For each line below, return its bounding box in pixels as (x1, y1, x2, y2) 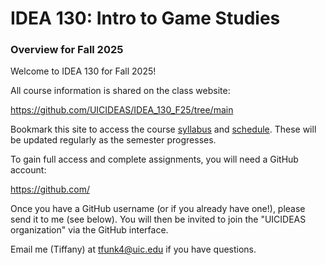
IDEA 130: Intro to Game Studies (10, 7, 281, 30)
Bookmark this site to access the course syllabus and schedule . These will (10, 123, 317, 136)
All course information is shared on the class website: (10, 85, 231, 97)
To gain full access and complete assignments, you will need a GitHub (10, 153, 299, 166)
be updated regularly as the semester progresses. (10, 134, 217, 146)
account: (10, 164, 47, 176)
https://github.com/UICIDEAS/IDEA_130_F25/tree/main (10, 104, 234, 116)
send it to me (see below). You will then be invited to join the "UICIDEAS (10, 213, 307, 226)
